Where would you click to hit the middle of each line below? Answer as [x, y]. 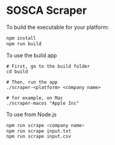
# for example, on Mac [35, 98]
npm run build [24, 44]
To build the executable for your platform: [58, 27]
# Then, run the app [32, 82]
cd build [17, 72]
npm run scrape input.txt [39, 131]
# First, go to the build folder [48, 66]
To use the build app [32, 55]
